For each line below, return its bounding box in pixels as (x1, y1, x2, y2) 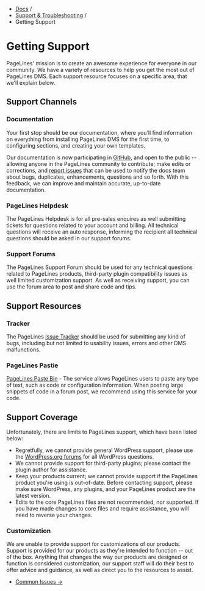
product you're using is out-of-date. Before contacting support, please (15, 479, 193, 487)
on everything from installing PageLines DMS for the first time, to (6, 135, 170, 143)
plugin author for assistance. (15, 466, 87, 473)
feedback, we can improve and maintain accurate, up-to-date (6, 179, 161, 187)
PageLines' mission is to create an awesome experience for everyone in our (6, 59, 197, 66)
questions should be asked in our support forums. (6, 234, 132, 242)
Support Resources (6, 301, 82, 311)
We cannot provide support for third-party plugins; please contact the (15, 460, 191, 467)
